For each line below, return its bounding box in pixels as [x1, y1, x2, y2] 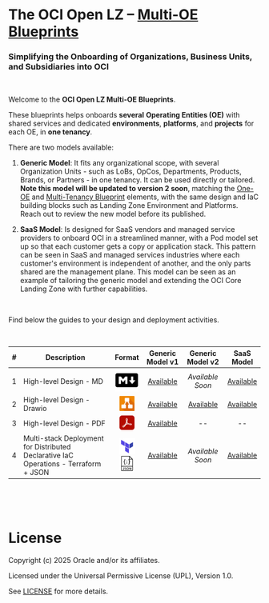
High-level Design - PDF [23, 418, 106, 429]
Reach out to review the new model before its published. [19, 210, 207, 219]
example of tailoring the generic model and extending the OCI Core [19, 276, 242, 286]
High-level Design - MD [23, 376, 104, 385]
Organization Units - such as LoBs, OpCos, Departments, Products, [19, 166, 242, 177]
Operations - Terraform [23, 459, 102, 469]
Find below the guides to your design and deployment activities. [8, 315, 220, 325]
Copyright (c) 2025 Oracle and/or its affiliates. [8, 555, 160, 565]
